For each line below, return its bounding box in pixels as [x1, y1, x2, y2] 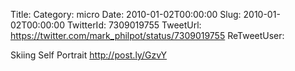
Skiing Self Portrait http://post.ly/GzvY [10, 49, 168, 61]
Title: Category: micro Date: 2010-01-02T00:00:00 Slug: [10, 9, 242, 20]
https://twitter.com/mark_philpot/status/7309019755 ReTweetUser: [10, 30, 285, 41]
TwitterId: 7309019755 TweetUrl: [66, 19, 202, 31]
